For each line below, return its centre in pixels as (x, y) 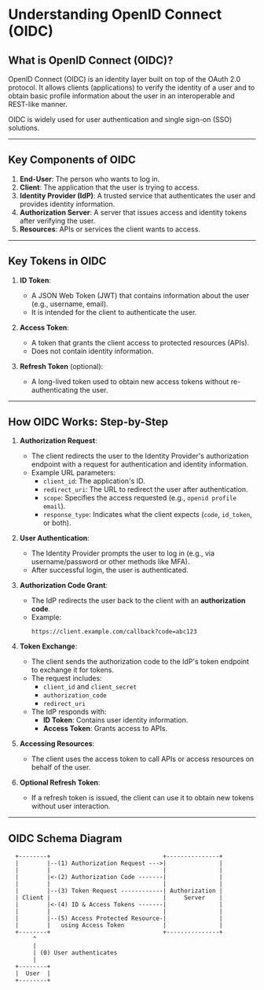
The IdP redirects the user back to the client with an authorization (138, 600)
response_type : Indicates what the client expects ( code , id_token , (148, 515)
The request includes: (66, 678)
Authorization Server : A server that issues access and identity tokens (133, 212)
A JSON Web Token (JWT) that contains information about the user (140, 295)
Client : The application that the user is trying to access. (110, 187)
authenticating (55, 390)
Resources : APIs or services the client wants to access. (110, 229)
